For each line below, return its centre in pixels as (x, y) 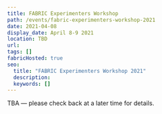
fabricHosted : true (35, 58)
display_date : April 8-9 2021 (51, 33)
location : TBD (28, 39)
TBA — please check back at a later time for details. (81, 103)
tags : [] (20, 52)
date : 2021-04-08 (32, 26)
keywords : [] (32, 84)
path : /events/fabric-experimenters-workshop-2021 (81, 20)
